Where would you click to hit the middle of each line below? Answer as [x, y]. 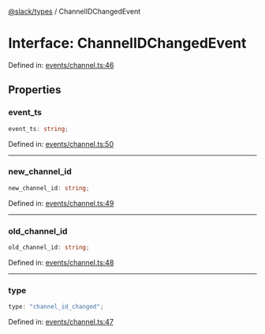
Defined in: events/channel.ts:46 [61, 65]
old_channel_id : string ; [49, 247]
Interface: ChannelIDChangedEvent [127, 43]
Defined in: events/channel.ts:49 [61, 203]
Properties [35, 90]
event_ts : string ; [38, 129]
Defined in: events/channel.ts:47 [61, 322]
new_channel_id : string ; [49, 188]
